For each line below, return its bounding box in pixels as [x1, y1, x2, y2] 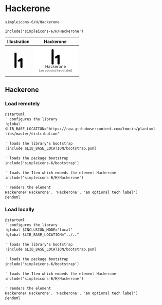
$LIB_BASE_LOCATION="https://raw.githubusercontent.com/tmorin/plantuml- [5, 126, 158, 131]
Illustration [7, 39, 30, 44]
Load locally [5, 206, 35, 213]
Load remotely [5, 100, 40, 107]
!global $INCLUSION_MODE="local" [5, 227, 73, 232]
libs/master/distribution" [5, 131, 60, 136]
